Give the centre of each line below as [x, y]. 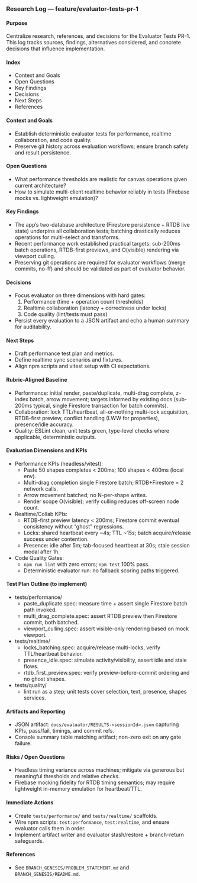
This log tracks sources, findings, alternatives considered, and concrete [94, 43]
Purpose [17, 23]
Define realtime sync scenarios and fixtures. [69, 360]
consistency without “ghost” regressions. [74, 526]
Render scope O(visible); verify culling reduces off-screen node [101, 501]
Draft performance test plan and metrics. [64, 353]
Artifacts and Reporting [36, 711]
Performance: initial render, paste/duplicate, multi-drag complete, [94, 393]
